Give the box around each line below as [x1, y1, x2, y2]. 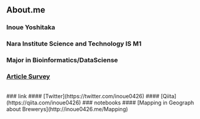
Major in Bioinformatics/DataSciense [6, 56, 118, 65]
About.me [6, 5, 46, 15]
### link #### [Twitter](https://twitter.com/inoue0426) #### [6, 93, 160, 100]
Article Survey [6, 73, 50, 81]
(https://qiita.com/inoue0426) [6, 99, 81, 106]
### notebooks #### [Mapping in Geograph [82, 99, 194, 106]
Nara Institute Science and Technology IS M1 [6, 40, 142, 48]
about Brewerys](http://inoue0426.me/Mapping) [6, 106, 128, 113]
